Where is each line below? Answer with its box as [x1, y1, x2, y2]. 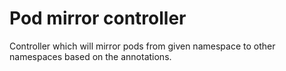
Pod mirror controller [9, 7, 187, 30]
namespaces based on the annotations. [9, 50, 172, 62]
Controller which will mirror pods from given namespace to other [9, 40, 276, 52]
